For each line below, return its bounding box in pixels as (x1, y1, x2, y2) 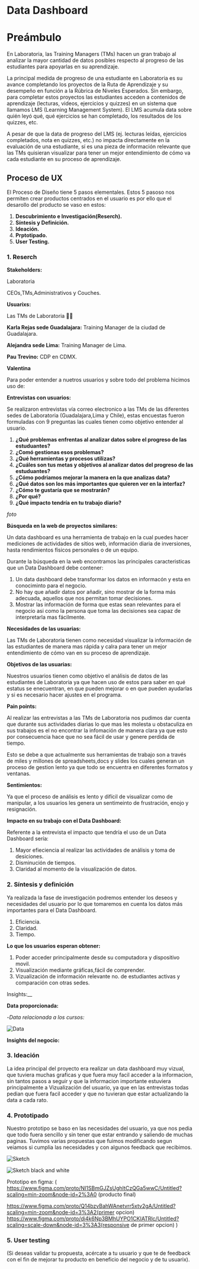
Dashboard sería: (7, 835, 49, 842)
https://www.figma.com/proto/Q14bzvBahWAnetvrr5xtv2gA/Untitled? (7, 1202, 176, 1210)
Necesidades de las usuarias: (7, 625, 81, 632)
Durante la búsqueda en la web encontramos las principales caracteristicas (7, 558, 191, 565)
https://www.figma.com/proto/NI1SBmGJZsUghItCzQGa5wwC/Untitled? (7, 1185, 182, 1192)
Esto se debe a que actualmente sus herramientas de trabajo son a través (7, 751, 187, 758)
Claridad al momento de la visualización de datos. (15, 865, 137, 873)
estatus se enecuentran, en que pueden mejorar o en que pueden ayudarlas (7, 685, 192, 692)
